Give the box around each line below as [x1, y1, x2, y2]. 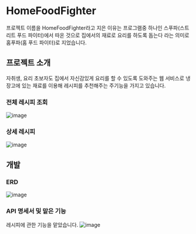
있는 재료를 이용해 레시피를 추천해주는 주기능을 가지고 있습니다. [21, 82, 166, 89]
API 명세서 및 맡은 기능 [6, 207, 66, 215]
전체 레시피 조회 [6, 98, 48, 106]
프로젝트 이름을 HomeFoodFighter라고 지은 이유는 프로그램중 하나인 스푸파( [6, 24, 180, 31]
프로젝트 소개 [6, 58, 51, 68]
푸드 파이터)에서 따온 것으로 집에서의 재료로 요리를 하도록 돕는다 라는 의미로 [16, 31, 190, 39]
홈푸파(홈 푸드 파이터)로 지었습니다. [6, 39, 87, 46]
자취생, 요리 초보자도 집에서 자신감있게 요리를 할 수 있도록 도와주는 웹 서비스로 [6, 75, 185, 82]
